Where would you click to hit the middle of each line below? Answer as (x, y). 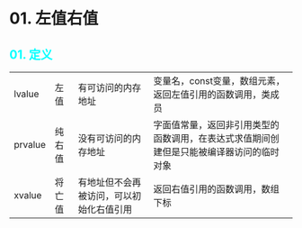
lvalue (27, 94)
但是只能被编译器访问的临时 (221, 152)
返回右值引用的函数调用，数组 (217, 189)
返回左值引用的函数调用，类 (212, 94)
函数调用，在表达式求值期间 (212, 138)
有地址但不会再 (110, 182)
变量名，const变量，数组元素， (219, 81)
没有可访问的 (105, 138)
